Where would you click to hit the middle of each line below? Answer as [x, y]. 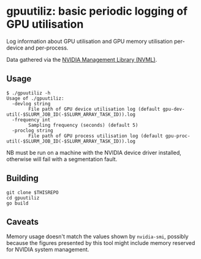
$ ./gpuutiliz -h [28, 93]
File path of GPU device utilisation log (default [94, 109]
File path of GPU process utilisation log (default [96, 136]
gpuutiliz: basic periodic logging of [97, 11]
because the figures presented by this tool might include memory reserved [101, 243]
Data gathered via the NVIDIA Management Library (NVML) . [82, 59]
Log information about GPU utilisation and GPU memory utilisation [89, 41]
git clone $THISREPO [33, 192]
